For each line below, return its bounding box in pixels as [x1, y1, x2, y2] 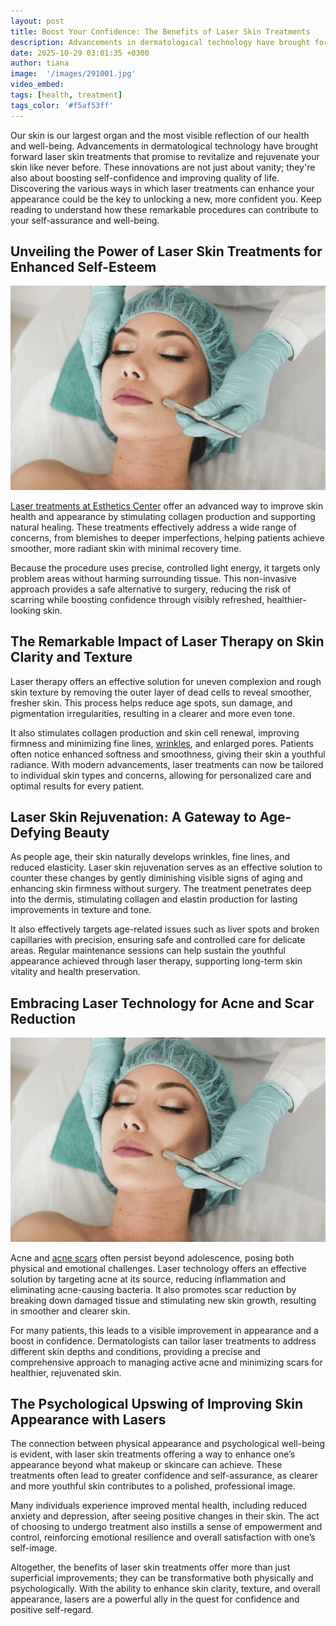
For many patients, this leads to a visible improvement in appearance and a [10, 1324, 319, 1336]
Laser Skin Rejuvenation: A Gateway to [10, 808, 257, 825]
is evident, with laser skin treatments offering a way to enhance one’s [10, 1448, 296, 1460]
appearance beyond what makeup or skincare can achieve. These [10, 1459, 283, 1471]
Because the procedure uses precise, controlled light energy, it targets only [10, 561, 321, 574]
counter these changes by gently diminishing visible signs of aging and [10, 872, 303, 884]
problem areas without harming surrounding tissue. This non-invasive [10, 572, 297, 584]
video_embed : [10, 80, 65, 90]
